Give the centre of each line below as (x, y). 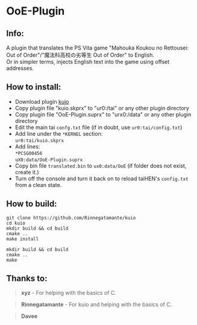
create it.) (27, 172)
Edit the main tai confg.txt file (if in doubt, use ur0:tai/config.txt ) (98, 127)
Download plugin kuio (42, 101)
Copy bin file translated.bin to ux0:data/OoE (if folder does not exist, (101, 166)
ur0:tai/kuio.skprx (39, 140)
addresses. (20, 68)
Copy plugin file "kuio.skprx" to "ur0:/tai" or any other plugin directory (102, 108)
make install (23, 239)
